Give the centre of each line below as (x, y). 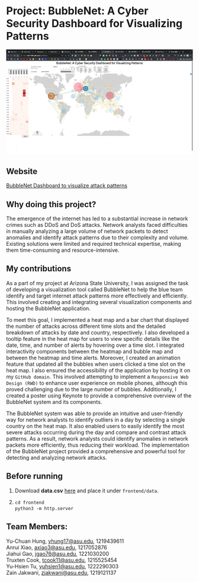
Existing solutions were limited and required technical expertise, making (94, 244)
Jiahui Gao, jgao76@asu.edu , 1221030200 (58, 553)
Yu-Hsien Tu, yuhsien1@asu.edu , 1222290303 (62, 566)
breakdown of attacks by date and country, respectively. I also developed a (98, 332)
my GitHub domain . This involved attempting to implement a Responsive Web (97, 377)
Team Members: (37, 527)
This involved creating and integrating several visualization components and (99, 302)
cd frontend (29, 502)
